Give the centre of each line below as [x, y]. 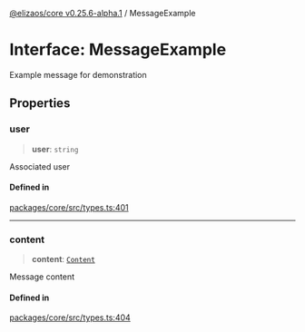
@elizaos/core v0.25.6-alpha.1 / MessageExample [103, 13]
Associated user [40, 166]
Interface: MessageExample [118, 50]
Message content [42, 277]
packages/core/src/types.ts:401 [69, 207]
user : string [55, 149]
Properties [40, 103]
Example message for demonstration [78, 74]
